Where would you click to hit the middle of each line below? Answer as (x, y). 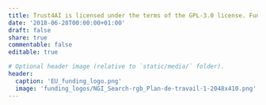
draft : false (30, 30)
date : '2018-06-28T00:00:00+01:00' (67, 23)
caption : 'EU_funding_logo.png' (69, 81)
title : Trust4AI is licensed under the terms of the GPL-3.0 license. (127, 15)
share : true (28, 37)
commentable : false (40, 45)
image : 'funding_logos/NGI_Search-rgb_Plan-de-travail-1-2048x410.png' (136, 88)
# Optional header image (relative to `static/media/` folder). (116, 67)
